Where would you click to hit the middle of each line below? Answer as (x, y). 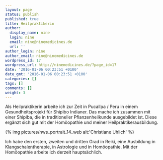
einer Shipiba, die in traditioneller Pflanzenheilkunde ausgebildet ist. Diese (81, 117)
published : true (22, 19)
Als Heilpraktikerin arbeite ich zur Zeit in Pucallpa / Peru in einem (72, 107)
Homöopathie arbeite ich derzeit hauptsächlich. (54, 152)
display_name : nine (30, 33)
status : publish (22, 14)
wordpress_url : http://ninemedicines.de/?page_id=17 (61, 65)
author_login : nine (25, 51)
